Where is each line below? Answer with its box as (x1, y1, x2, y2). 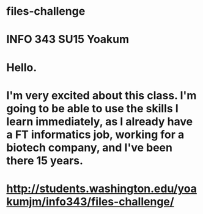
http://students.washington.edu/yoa (6, 182, 197, 196)
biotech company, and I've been (6, 140, 173, 155)
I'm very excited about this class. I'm (6, 88, 197, 102)
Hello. (6, 60, 37, 74)
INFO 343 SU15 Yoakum (6, 32, 130, 47)
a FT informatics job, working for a (6, 128, 185, 142)
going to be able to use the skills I (6, 101, 179, 115)
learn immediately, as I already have (6, 115, 193, 128)
